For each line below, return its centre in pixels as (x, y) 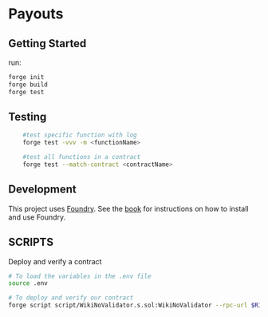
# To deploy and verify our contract (71, 298)
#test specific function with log (80, 135)
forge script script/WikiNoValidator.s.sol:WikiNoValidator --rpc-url (128, 305)
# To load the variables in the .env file (80, 276)
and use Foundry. (37, 217)
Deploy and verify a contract (55, 261)
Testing (28, 117)
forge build (28, 85)
